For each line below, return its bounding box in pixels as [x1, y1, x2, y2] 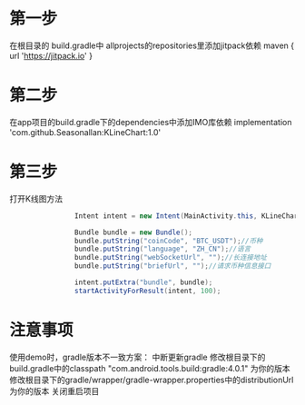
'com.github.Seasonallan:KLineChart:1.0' [9, 126, 162, 137]
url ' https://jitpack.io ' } [9, 50, 93, 61]
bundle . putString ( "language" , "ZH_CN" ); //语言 [74, 244, 251, 254]
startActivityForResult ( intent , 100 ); [74, 286, 221, 295]
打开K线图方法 [9, 193, 64, 204]
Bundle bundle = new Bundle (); [74, 228, 193, 237]
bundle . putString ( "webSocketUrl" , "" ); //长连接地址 [74, 253, 268, 262]
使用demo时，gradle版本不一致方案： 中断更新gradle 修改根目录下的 [9, 351, 266, 362]
